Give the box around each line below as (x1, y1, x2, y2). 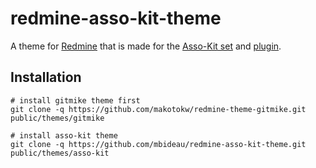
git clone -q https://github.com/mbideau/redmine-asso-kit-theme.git (10, 139, 307, 149)
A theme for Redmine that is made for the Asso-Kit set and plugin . (10, 40, 282, 52)
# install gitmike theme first (10, 95, 141, 106)
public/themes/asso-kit (10, 148, 110, 158)
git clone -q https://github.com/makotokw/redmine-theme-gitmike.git (10, 104, 307, 114)
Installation (10, 69, 82, 86)
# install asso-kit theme (10, 130, 118, 141)
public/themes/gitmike (10, 113, 105, 123)
